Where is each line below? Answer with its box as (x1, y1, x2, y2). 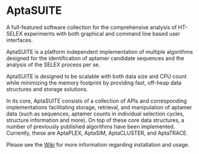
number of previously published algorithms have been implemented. (6, 123, 176, 130)
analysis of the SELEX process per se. (6, 61, 100, 68)
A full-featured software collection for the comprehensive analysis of (6, 24, 177, 31)
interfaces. (6, 36, 33, 43)
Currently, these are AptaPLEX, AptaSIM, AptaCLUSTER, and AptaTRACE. (6, 129, 188, 136)
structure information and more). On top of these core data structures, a (6, 116, 185, 124)
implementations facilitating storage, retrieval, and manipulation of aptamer (6, 103, 192, 111)
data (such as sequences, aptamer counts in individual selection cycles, (6, 110, 185, 117)
